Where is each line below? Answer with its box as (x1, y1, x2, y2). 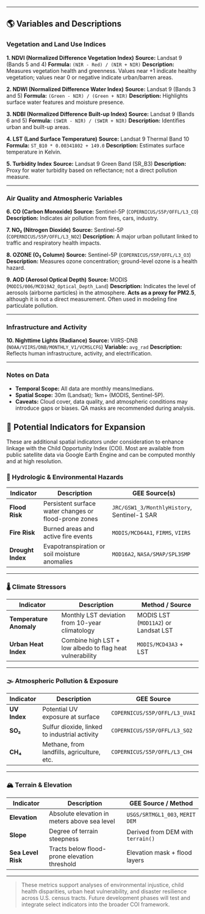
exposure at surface (42, 713, 100, 721)
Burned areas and (43, 524, 95, 533)
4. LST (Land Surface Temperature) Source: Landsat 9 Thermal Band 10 (6, 135, 190, 143)
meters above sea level (48, 817, 115, 825)
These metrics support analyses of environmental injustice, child (21, 881, 184, 888)
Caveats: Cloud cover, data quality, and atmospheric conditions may (15, 398, 188, 405)
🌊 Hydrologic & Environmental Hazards (6, 473, 124, 481)
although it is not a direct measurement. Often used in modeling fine (6, 295, 178, 303)
